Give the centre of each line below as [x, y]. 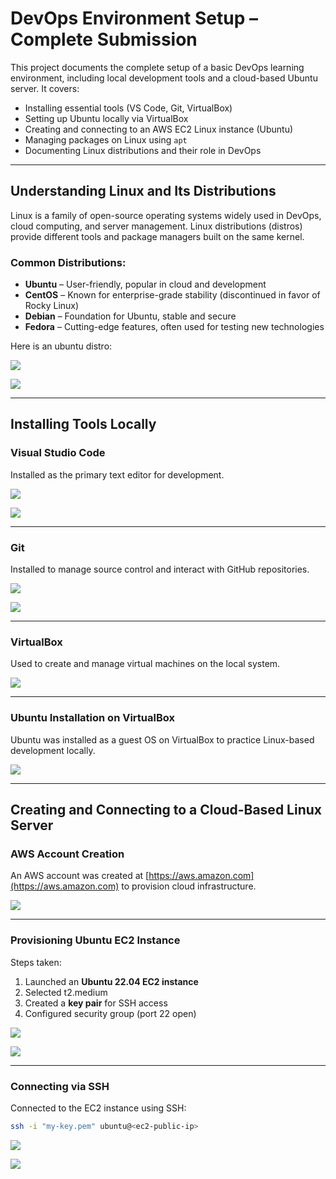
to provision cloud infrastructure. [189, 886]
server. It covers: [45, 88]
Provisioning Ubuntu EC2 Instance [95, 940]
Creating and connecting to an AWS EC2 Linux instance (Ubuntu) [159, 129]
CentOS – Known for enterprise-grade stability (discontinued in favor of [172, 295]
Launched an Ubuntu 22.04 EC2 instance [111, 981]
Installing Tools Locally [83, 424]
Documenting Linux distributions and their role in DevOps [143, 150]
